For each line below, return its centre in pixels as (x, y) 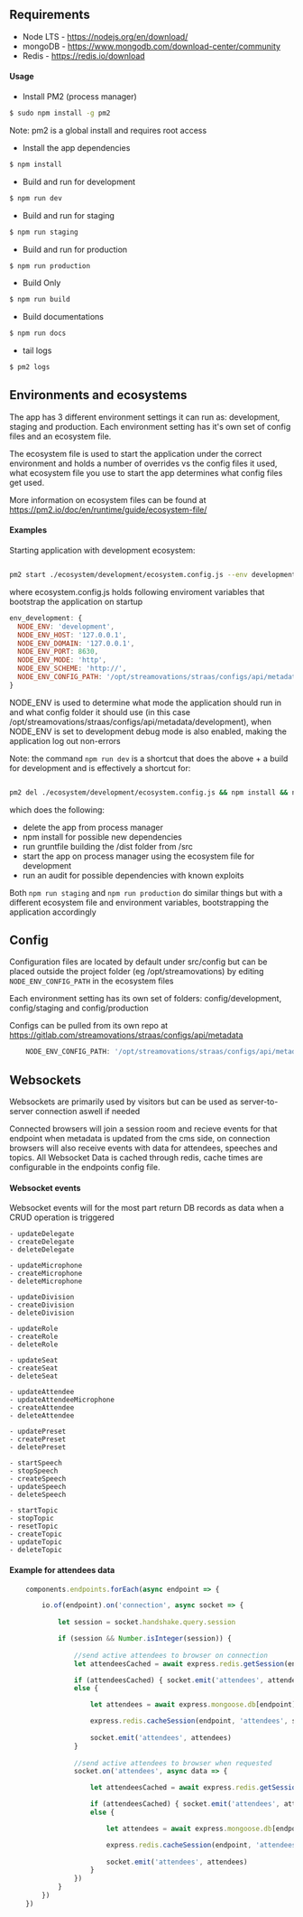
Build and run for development (79, 181)
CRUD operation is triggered (62, 1217)
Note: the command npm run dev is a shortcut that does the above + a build (149, 758)
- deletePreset (38, 1447)
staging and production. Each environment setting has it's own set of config (150, 426)
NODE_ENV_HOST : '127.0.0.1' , (72, 635)
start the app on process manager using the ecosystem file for (138, 856)
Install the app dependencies (76, 147)
